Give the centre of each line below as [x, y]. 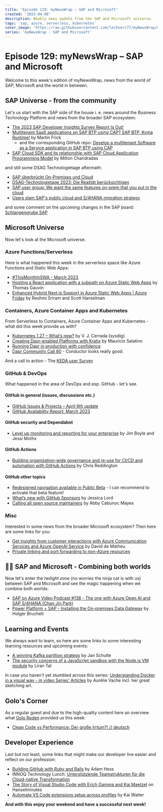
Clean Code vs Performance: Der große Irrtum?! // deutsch [71, 727]
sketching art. [19, 686]
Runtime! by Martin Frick [37, 137]
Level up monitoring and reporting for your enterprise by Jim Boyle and [83, 433]
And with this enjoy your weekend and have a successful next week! [75, 804]
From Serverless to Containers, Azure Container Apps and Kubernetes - [77, 321]
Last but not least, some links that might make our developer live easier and [81, 754]
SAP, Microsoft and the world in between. [47, 85]
